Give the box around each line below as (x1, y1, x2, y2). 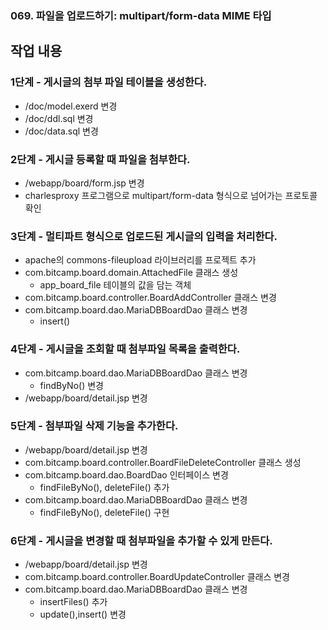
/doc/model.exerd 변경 (24, 100, 118, 112)
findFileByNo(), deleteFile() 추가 (39, 481, 170, 493)
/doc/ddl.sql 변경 (24, 112, 94, 124)
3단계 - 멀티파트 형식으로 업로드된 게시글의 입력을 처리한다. (10, 229, 278, 243)
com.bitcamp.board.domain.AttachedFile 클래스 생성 (24, 267, 239, 279)
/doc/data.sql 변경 (24, 125, 99, 137)
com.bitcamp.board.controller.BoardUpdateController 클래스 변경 (24, 571, 291, 583)
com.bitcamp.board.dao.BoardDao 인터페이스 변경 (24, 468, 229, 481)
